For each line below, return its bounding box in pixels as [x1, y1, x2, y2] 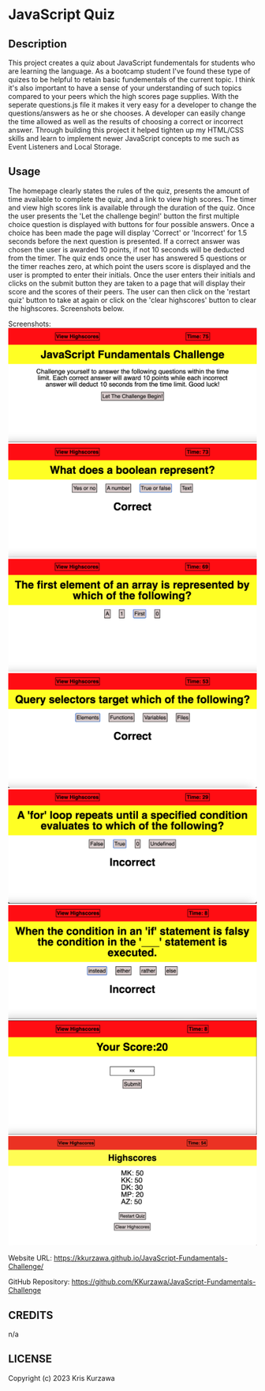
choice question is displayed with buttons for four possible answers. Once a [8, 219, 255, 229]
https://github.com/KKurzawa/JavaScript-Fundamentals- [71, 1277, 256, 1287]
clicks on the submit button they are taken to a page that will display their [8, 279, 246, 288]
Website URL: [8, 1253, 53, 1263]
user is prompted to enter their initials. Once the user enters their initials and [8, 270, 256, 279]
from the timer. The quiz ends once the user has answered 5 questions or [8, 253, 247, 263]
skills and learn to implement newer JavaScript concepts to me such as [8, 134, 240, 143]
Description [8, 37, 67, 51]
